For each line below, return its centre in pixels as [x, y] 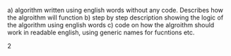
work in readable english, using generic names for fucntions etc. [101, 32]
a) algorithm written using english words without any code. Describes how [115, 10]
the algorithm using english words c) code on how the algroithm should [111, 25]
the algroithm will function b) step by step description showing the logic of [115, 17]
